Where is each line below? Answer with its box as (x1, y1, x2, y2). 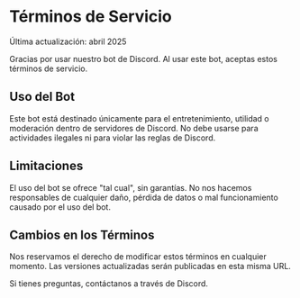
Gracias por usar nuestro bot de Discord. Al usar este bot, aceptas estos (9, 53, 277, 64)
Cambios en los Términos (9, 227, 155, 242)
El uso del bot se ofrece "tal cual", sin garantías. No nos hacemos (9, 182, 252, 193)
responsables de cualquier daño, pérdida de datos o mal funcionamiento (9, 192, 279, 203)
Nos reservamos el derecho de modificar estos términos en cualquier (9, 251, 268, 262)
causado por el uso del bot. (9, 201, 111, 212)
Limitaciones (9, 158, 84, 174)
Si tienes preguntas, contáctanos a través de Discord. (9, 278, 209, 289)
